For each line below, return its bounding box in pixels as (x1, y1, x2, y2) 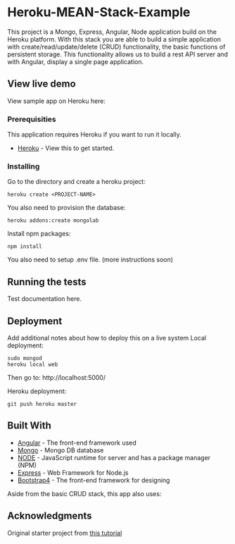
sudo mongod (7, 354, 42, 361)
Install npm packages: (7, 230, 71, 238)
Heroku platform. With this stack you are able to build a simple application (7, 35, 222, 43)
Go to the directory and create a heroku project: (7, 178, 146, 186)
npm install (7, 243, 42, 250)
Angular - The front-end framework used (17, 438, 137, 447)
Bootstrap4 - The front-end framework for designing (17, 476, 170, 484)
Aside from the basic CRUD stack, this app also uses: (7, 489, 162, 497)
